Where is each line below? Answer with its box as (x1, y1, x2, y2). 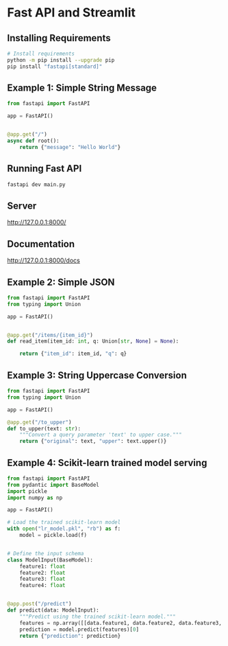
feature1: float (19, 563, 66, 570)
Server (7, 200, 37, 211)
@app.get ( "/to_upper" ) (7, 419, 72, 426)
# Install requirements (7, 50, 75, 57)
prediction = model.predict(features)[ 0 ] (19, 626, 139, 633)
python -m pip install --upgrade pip (7, 56, 115, 63)
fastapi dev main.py (7, 181, 66, 188)
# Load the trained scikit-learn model (7, 519, 121, 526)
